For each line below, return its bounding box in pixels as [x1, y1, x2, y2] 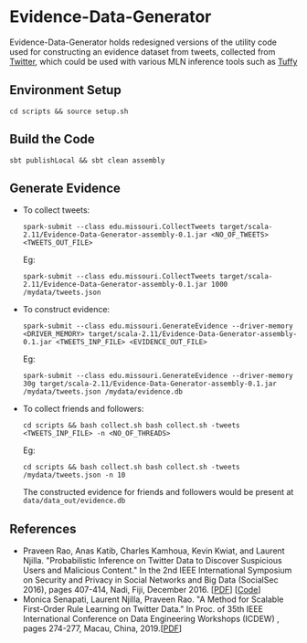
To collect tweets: [22, 205, 90, 216]
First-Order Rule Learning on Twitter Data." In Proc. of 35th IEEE [22, 604, 263, 615]
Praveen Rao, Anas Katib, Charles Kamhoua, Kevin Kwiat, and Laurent [22, 545, 285, 556]
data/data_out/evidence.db [22, 496, 126, 506]
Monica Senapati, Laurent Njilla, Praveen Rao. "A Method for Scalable [22, 594, 284, 605]
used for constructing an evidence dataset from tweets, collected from [9, 46, 276, 57]
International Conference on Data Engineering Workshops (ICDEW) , [22, 614, 281, 625]
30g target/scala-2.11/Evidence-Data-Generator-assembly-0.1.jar [22, 379, 277, 389]
